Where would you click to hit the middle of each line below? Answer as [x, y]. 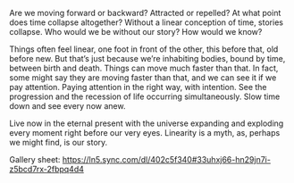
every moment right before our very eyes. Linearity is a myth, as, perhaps [145, 133]
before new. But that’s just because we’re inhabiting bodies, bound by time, [147, 58]
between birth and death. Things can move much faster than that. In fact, [144, 68]
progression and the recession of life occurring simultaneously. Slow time [145, 96]
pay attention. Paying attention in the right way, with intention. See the [138, 87]
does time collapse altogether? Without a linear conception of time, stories [147, 22]
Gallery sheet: [35, 159]
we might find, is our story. [59, 142]
